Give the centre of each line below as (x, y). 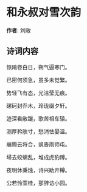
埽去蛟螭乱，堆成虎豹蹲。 (38, 157)
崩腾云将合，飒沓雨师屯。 (38, 144)
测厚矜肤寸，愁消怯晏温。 (38, 131)
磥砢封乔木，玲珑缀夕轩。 (38, 105)
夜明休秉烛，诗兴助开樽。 (38, 170)
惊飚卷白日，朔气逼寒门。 (38, 67)
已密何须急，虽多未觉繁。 (38, 80)
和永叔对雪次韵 (44, 12)
